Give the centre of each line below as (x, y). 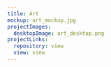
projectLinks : (28, 40)
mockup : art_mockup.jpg (42, 20)
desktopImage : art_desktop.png (59, 33)
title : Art (23, 14)
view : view (29, 53)
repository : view (39, 46)
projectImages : (29, 27)
